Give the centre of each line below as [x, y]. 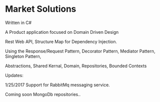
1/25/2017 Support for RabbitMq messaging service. [57, 85]
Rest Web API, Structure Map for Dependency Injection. [61, 41]
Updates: [14, 75]
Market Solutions [41, 9]
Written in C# [18, 23]
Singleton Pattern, [23, 56]
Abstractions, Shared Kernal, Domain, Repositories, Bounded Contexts [76, 66]
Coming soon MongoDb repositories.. [43, 94]
